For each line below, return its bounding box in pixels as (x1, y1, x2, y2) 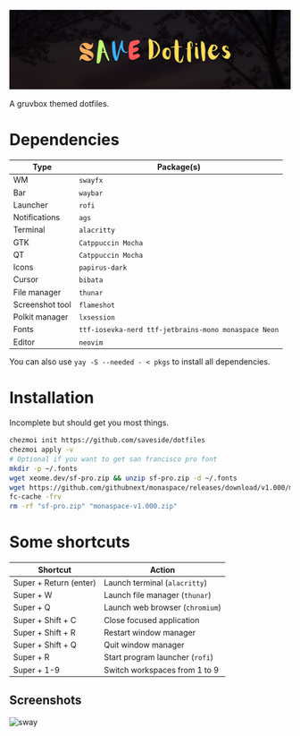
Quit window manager (104, 639, 185, 650)
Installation (9, 388, 95, 408)
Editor (12, 337, 36, 347)
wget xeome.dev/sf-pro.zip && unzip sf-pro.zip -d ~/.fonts (9, 474, 238, 483)
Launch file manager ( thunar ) (104, 590, 212, 601)
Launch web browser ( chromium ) (104, 602, 221, 613)
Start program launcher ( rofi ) (104, 652, 214, 663)
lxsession (79, 313, 116, 322)
